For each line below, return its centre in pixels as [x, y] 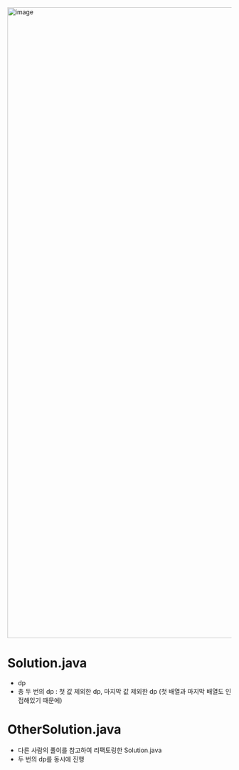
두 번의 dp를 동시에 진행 [51, 759]
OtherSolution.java [64, 730]
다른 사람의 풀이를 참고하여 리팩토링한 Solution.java [90, 750]
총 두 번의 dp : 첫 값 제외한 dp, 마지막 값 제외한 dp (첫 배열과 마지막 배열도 [121, 691]
